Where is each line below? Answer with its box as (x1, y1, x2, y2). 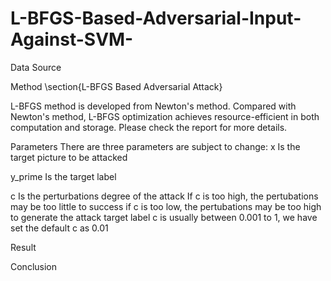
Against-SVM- (10, 28, 134, 51)
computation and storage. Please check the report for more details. (10, 121, 288, 133)
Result (10, 241, 37, 253)
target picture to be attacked (10, 151, 128, 163)
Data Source (10, 61, 62, 73)
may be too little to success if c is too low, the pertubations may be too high (10, 200, 322, 212)
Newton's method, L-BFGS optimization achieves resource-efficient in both (10, 110, 320, 122)
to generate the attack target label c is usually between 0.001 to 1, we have (10, 211, 318, 223)
